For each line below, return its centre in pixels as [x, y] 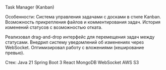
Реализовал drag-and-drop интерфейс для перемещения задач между [80, 37]
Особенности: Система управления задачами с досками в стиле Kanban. [83, 17]
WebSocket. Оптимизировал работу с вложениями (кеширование [75, 47]
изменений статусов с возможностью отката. [54, 27]
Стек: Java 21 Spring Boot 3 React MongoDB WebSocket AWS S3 [72, 62]
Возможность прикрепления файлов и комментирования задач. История [83, 22]
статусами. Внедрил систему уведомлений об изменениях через [75, 42]
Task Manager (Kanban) [30, 7]
